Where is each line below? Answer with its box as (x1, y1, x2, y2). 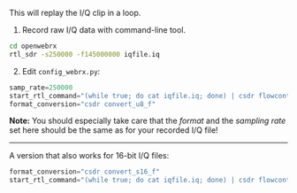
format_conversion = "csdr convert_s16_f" (9, 167, 161, 176)
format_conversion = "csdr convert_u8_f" (9, 99, 156, 109)
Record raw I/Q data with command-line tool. (21, 25, 187, 35)
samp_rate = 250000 (9, 83, 73, 92)
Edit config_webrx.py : (21, 66, 101, 76)
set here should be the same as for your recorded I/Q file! (9, 125, 218, 135)
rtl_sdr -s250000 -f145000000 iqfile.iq (9, 50, 161, 58)
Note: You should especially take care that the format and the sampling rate (9, 115, 286, 127)
